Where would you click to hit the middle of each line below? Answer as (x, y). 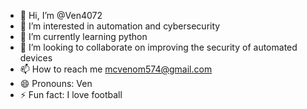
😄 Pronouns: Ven (56, 83)
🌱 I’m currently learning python (83, 36)
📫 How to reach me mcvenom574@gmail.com (116, 69)
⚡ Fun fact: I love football (71, 94)
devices (36, 58)
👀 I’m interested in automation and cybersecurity (120, 26)
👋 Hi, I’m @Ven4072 (61, 15)
